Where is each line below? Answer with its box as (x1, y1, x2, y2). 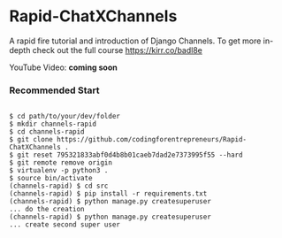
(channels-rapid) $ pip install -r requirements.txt (9, 189, 208, 198)
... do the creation (9, 205, 86, 214)
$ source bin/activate (9, 174, 93, 183)
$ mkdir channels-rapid (9, 119, 97, 129)
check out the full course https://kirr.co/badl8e (32, 44, 203, 55)
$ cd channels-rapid (9, 127, 86, 136)
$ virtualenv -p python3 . (9, 166, 109, 175)
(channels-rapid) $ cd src (9, 181, 109, 191)
